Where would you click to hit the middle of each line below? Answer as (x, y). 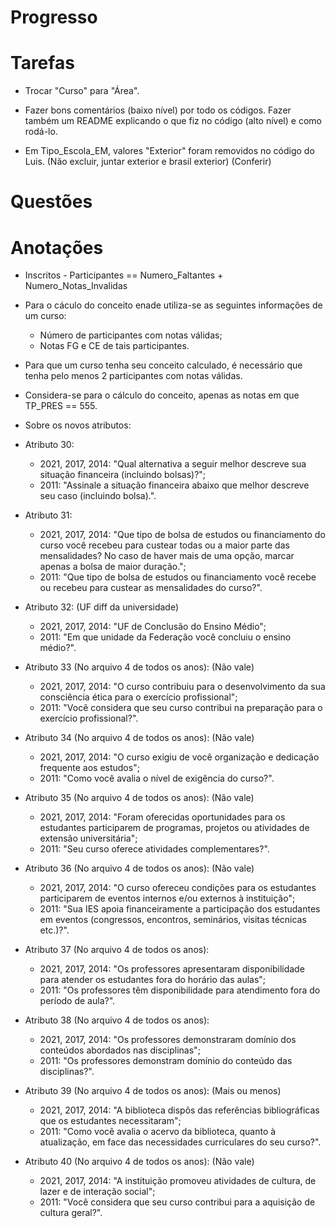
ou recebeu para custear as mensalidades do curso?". (151, 588)
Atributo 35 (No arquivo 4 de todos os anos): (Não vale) (139, 798)
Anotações (57, 247)
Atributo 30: (49, 445)
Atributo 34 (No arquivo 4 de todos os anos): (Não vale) (139, 738)
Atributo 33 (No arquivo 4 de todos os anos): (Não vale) (139, 667)
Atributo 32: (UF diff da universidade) (102, 607)
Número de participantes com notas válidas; (131, 335)
